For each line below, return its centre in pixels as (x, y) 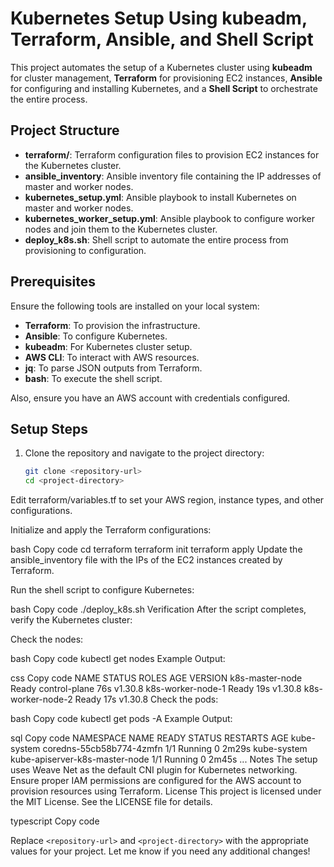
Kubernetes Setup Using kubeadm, (159, 18)
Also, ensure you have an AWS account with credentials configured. (150, 398)
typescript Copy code (55, 821)
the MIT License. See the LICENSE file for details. (111, 802)
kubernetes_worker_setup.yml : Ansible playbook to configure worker (169, 218)
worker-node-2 (41, 699)
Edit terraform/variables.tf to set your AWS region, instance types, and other (167, 500)
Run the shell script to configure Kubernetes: (102, 590)
